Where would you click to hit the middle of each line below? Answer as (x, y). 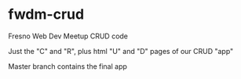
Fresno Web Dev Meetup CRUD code (68, 36)
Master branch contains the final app (68, 66)
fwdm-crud (46, 14)
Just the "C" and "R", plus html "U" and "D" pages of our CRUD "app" (121, 51)
